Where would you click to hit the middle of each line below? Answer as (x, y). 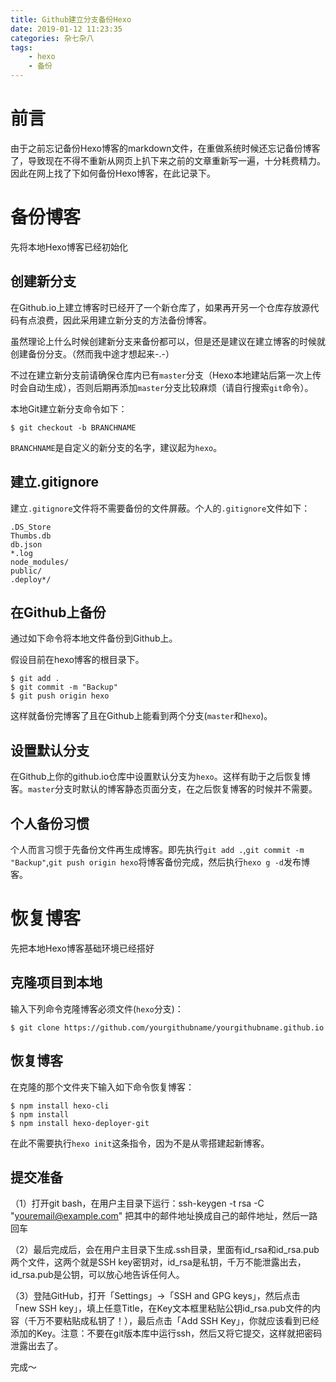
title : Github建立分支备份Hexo (71, 19)
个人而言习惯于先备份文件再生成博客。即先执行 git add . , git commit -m (157, 849)
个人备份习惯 (50, 823)
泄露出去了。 (36, 1346)
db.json (26, 544)
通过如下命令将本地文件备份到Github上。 (94, 638)
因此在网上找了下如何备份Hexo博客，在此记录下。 (113, 173)
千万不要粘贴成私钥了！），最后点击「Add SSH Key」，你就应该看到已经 (173, 1321)
